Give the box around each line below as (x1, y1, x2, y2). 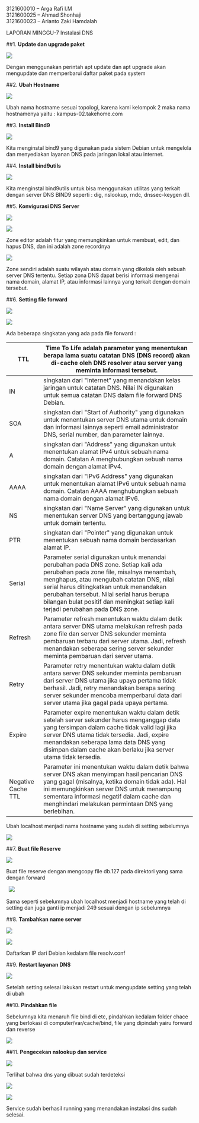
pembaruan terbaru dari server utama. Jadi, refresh (43, 637, 187, 645)
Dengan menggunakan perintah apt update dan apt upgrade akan (6, 64, 166, 70)
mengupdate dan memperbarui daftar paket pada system (6, 70, 146, 77)
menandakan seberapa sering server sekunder (43, 644, 174, 653)
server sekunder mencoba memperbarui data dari (43, 691, 182, 699)
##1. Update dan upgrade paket (6, 41, 85, 48)
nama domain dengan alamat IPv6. (43, 495, 140, 502)
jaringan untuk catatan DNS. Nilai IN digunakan (43, 383, 174, 392)
